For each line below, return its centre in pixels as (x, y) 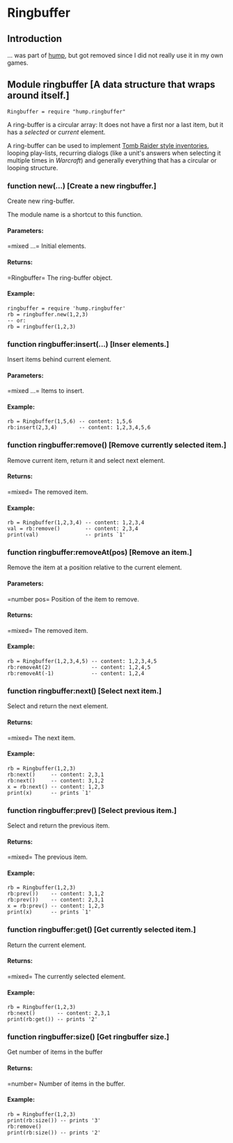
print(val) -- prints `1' (67, 535)
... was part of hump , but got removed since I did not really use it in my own (115, 55)
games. (18, 63)
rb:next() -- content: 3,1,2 (56, 780)
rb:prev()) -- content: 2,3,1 (56, 900)
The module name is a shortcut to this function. (75, 215)
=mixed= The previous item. (48, 857)
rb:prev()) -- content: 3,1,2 (56, 894)
